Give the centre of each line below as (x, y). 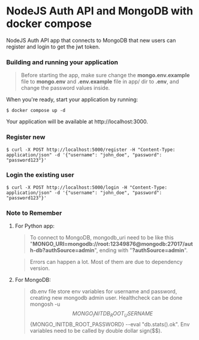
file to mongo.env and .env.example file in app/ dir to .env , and (100, 81)
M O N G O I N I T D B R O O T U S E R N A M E (113, 314)
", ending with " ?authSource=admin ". (141, 250)
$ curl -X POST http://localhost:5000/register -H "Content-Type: (91, 150)
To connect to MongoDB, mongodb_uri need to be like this (102, 238)
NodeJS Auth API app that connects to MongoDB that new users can (91, 40)
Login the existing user (40, 175)
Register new (26, 137)
